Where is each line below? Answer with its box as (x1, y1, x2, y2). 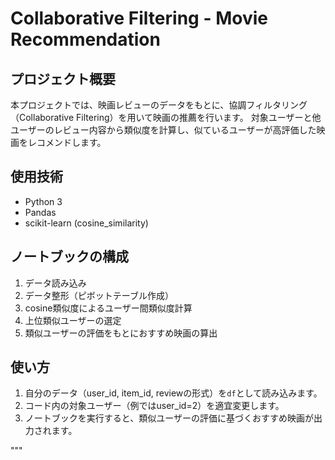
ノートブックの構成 (10, 248, 129, 266)
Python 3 (24, 195, 63, 207)
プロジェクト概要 (10, 70, 116, 87)
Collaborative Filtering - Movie (10, 7, 268, 30)
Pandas (24, 206, 57, 218)
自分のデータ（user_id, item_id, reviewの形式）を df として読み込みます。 (24, 387, 323, 399)
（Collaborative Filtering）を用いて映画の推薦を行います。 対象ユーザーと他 (10, 112, 322, 123)
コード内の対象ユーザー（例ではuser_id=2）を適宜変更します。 (24, 400, 285, 412)
